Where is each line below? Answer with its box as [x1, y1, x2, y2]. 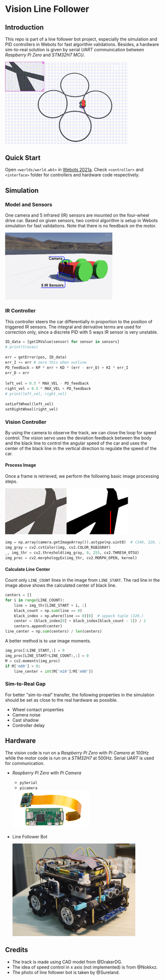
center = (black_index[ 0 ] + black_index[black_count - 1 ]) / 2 [14, 618, 146, 624]
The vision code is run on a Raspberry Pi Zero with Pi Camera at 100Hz [5, 750, 149, 755]
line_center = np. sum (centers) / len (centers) [5, 629, 102, 634]
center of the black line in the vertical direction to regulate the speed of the [5, 446, 157, 452]
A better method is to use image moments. [5, 638, 91, 644]
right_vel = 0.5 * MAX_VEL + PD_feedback [5, 386, 91, 391]
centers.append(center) [14, 624, 63, 629]
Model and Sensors [5, 201, 53, 208]
